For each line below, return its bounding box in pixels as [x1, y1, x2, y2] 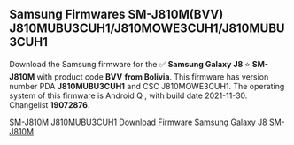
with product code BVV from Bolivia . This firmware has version [36, 71, 269, 82]
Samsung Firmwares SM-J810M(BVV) [9, 7, 224, 22]
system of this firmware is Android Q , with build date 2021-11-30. [9, 90, 248, 101]
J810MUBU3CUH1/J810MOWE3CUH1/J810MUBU [9, 21, 285, 36]
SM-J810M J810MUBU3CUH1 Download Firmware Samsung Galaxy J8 [9, 117, 267, 127]
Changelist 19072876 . [9, 99, 90, 110]
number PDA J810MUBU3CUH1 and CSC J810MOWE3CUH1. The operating [9, 80, 285, 91]
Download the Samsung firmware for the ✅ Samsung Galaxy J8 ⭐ [9, 58, 251, 69]
